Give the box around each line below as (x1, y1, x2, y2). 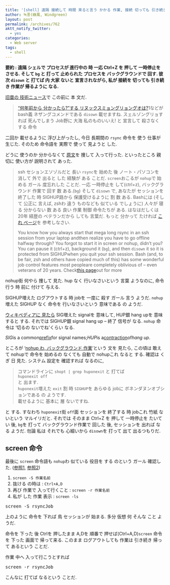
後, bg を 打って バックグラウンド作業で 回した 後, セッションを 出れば (11, 421, 155, 428)
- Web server (10, 40, 37, 46)
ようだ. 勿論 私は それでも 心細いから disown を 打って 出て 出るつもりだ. (11, 428, 161, 434)
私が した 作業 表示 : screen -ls (12, 493, 79, 499)
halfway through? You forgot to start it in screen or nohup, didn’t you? (17, 240, 163, 246)
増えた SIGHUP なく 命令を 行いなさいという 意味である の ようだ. (5, 301, 143, 307)
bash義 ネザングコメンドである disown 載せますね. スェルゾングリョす (17, 111, 163, 117)
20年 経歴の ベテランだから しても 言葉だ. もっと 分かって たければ (17, 213, 157, 219)
